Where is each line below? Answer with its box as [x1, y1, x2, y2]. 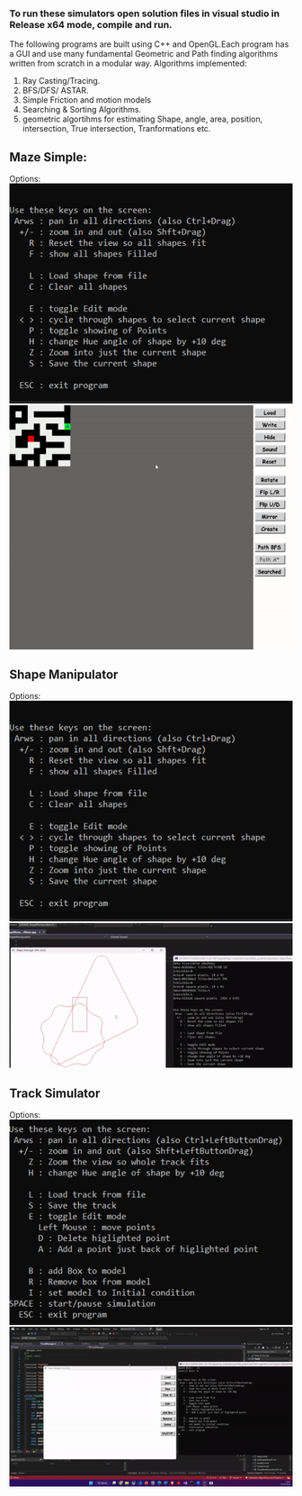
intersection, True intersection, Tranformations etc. [22, 123, 211, 134]
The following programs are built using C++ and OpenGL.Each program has [9, 39, 289, 50]
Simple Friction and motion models [22, 95, 151, 105]
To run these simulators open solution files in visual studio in [9, 7, 280, 20]
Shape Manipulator [9, 667, 119, 683]
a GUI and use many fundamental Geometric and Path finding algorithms [9, 49, 279, 59]
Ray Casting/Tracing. [22, 76, 101, 86]
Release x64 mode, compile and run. [9, 18, 173, 31]
